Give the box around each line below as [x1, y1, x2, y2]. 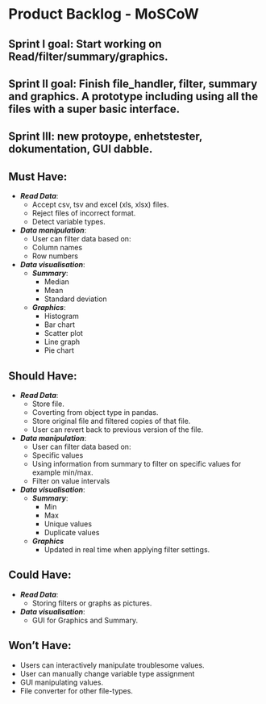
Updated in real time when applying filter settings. [44, 544, 210, 554]
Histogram [44, 312, 79, 321]
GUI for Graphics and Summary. [31, 615, 139, 625]
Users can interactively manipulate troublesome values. [19, 660, 205, 670]
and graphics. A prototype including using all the [8, 90, 259, 103]
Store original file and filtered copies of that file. [31, 416, 191, 425]
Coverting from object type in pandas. [31, 407, 159, 417]
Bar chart [44, 320, 75, 329]
